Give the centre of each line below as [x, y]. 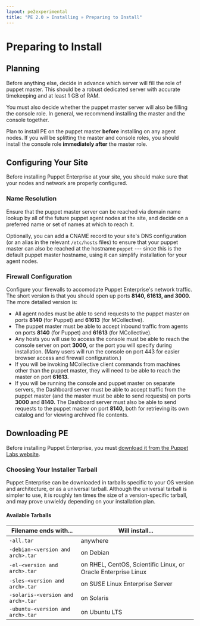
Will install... [136, 531]
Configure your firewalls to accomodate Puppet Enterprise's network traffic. [99, 289]
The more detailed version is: [42, 302]
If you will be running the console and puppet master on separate [95, 383]
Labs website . [23, 454]
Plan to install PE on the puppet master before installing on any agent [91, 131]
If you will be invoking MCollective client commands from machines [97, 364]
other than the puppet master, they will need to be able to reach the [97, 370]
